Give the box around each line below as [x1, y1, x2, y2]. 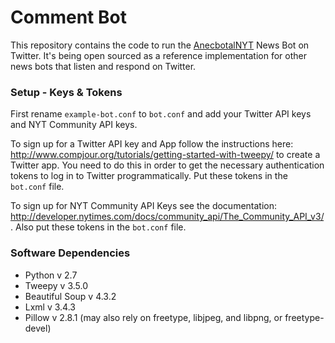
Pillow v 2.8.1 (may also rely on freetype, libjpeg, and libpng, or [24, 311, 283, 323]
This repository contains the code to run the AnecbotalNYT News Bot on [10, 39, 310, 51]
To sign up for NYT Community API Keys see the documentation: [10, 200, 278, 212]
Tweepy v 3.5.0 [24, 279, 89, 291]
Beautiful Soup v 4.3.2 [24, 290, 117, 302]
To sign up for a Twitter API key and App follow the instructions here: [10, 138, 294, 150]
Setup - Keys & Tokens [10, 85, 123, 99]
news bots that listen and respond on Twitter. [10, 60, 197, 72]
